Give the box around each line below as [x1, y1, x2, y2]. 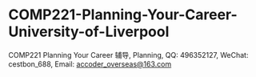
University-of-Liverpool [8, 22, 170, 41]
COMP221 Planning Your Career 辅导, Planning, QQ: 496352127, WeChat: [8, 50, 249, 59]
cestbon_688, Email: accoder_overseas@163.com [8, 59, 172, 69]
